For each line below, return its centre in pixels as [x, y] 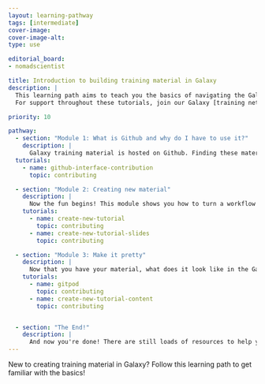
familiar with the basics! [47, 373]
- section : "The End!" [52, 327]
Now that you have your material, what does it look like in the [138, 270]
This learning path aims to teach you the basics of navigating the [130, 95]
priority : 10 [30, 117]
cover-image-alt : [37, 37]
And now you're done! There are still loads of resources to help [140, 342]
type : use [24, 45]
